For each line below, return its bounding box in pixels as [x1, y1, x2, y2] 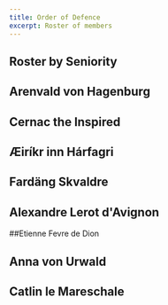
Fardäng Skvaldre [9, 175, 109, 190]
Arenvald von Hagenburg [9, 84, 150, 99]
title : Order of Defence [9, 12, 101, 22]
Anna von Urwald [9, 254, 107, 269]
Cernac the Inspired [9, 114, 121, 129]
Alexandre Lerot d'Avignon [9, 205, 160, 220]
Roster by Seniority [9, 54, 118, 69]
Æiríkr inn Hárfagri [9, 145, 114, 160]
